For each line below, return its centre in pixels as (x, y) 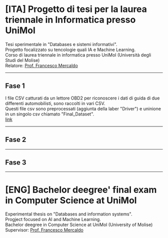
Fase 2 (16, 140)
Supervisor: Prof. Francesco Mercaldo (44, 230)
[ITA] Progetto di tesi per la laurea (76, 9)
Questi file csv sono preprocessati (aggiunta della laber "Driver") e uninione (83, 108)
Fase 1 (15, 86)
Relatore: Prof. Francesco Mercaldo (42, 65)
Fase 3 (16, 162)
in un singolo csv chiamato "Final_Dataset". (50, 114)
